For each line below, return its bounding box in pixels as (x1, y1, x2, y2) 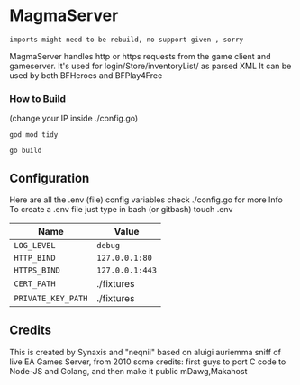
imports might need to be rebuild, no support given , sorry (9, 35, 244, 44)
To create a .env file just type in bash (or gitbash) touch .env (9, 204, 233, 215)
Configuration (9, 170, 90, 185)
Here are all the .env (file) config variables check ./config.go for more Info (9, 194, 284, 205)
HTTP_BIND (14, 253, 56, 264)
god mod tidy (9, 130, 59, 139)
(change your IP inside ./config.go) (9, 113, 139, 124)
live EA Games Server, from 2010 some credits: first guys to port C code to (9, 356, 286, 367)
